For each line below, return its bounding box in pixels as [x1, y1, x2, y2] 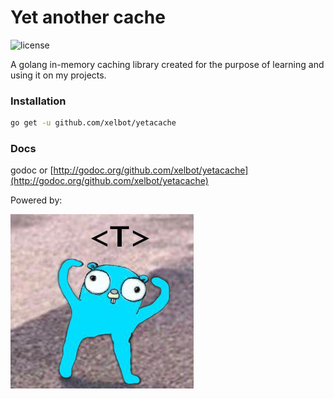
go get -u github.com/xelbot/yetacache [10, 118, 177, 128]
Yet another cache [10, 6, 166, 29]
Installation [10, 94, 67, 108]
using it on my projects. [10, 69, 107, 81]
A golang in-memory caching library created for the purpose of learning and [10, 58, 325, 70]
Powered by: [10, 194, 63, 206]
